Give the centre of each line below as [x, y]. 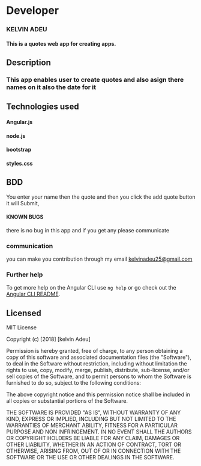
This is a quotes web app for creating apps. [61, 43]
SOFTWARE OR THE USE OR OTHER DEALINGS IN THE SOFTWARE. [90, 458]
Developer [32, 11]
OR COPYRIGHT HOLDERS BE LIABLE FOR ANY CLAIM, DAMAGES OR [93, 438]
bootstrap [19, 150]
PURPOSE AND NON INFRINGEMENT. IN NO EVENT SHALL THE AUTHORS [99, 432]
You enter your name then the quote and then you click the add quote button [101, 197]
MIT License [22, 328]
